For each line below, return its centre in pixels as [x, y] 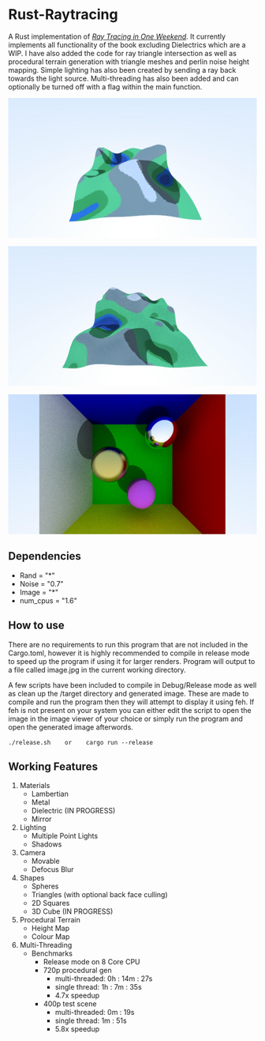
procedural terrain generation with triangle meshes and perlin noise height [129, 62]
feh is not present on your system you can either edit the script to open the [130, 710]
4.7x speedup [77, 996]
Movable [46, 861]
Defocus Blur [52, 869]
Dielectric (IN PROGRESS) [73, 811]
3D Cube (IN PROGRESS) [72, 911]
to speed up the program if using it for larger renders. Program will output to [132, 661]
